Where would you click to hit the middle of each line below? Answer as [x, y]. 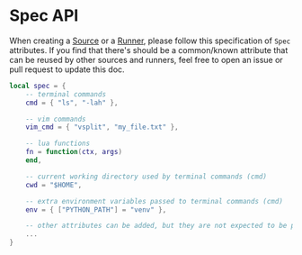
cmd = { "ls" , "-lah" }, [72, 103]
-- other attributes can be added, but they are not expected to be [156, 226]
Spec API [44, 16]
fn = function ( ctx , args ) [74, 152]
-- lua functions [58, 144]
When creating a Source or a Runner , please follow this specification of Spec [150, 41]
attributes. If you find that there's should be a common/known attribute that [149, 50]
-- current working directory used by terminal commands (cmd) [147, 177]
